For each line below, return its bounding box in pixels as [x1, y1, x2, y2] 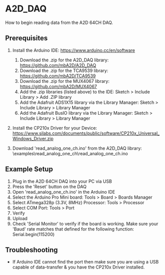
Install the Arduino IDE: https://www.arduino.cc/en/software [12, 47, 136, 53]
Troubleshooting [5, 246, 58, 254]
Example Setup [5, 165, 53, 174]
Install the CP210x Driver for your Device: [12, 125, 97, 131]
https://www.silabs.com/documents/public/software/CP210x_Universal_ [12, 130, 160, 136]
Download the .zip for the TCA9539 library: [19, 67, 109, 73]
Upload [12, 215, 28, 221]
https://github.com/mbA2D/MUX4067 [19, 83, 97, 89]
